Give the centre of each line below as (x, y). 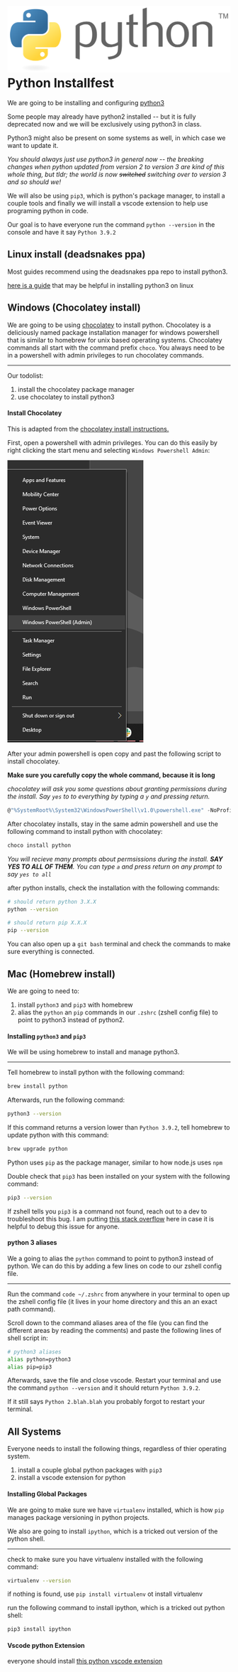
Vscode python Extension (46, 1645)
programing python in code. (48, 211)
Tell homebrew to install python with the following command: (96, 1073)
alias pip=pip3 (30, 1367)
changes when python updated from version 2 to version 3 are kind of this (116, 167)
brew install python (38, 1086)
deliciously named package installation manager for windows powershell (113, 332)
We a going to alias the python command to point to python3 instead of (110, 1258)
